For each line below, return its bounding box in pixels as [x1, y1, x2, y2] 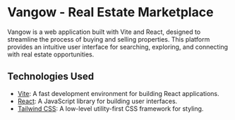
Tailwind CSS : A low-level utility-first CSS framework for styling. [17, 104, 204, 113]
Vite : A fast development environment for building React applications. [17, 89, 220, 97]
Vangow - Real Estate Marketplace [7, 4, 214, 20]
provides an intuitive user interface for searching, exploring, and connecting [7, 42, 228, 51]
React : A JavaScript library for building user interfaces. [17, 97, 178, 105]
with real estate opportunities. [7, 50, 95, 59]
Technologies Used [7, 71, 94, 83]
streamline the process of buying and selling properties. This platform [7, 35, 210, 43]
